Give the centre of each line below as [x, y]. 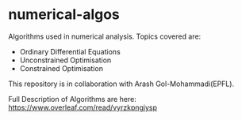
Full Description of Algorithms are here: [72, 99]
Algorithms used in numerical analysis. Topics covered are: [105, 36]
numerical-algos [64, 15]
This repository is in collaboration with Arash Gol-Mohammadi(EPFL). [121, 84]
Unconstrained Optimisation [65, 60]
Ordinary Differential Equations [70, 51]
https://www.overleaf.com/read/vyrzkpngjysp [83, 107]
